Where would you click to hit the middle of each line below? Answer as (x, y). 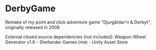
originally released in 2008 (33, 27)
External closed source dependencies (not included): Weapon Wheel (76, 37)
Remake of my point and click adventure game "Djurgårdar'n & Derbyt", (78, 22)
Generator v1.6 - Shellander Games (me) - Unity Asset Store (67, 42)
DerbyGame (31, 9)
